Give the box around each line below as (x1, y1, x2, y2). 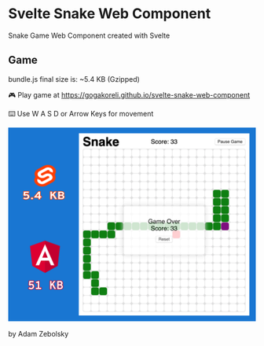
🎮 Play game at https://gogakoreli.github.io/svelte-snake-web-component (8, 90, 251, 99)
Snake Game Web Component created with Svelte (8, 31, 170, 40)
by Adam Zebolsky (8, 329, 69, 338)
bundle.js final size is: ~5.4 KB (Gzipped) (8, 74, 140, 83)
